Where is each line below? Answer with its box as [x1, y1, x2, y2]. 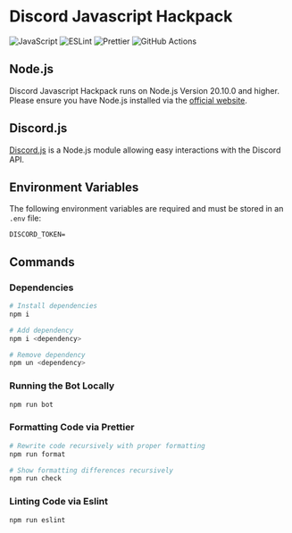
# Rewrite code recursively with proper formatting [9, 441, 205, 450]
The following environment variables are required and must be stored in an [9, 204, 284, 214]
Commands [9, 254, 76, 270]
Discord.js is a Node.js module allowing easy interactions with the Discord [9, 145, 281, 155]
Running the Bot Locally [9, 379, 115, 392]
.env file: [9, 212, 42, 224]
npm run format [9, 449, 66, 459]
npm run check [9, 474, 63, 483]
